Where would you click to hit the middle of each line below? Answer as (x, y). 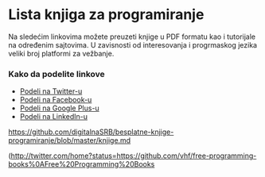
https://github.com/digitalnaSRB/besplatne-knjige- (91, 132)
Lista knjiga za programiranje (106, 15)
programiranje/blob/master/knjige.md (70, 140)
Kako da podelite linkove (57, 74)
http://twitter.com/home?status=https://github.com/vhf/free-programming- (134, 156)
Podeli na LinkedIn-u (54, 117)
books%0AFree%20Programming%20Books (82, 164)
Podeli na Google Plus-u (59, 108)
